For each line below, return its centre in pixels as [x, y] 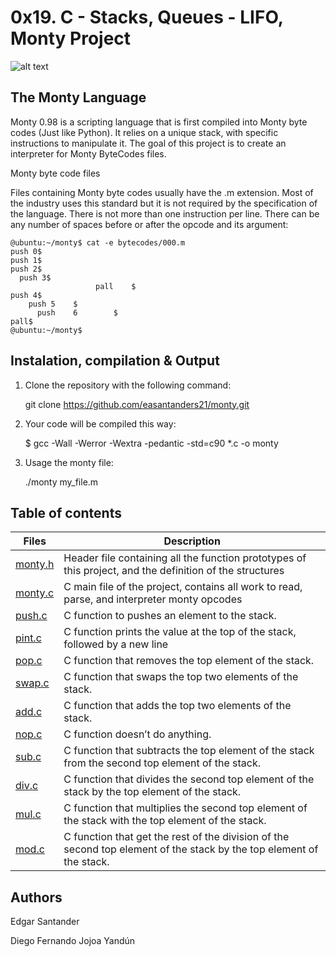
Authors [36, 897]
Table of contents [66, 512]
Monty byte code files [55, 173]
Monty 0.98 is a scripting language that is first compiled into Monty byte [159, 122]
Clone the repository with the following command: [128, 385]
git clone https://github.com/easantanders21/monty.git [137, 404]
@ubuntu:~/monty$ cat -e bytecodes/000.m [98, 242]
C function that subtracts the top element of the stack [189, 751]
